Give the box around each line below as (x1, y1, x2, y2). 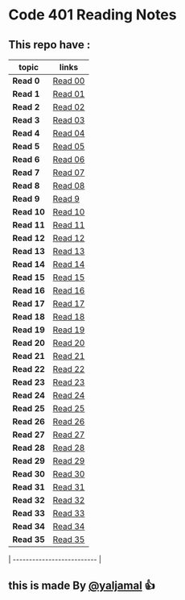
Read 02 (52, 102, 85, 112)
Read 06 (52, 154, 85, 165)
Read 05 (52, 141, 85, 152)
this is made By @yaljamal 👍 (8, 579, 155, 593)
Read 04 (52, 127, 85, 139)
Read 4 (12, 127, 40, 139)
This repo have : (8, 38, 91, 52)
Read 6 (12, 154, 40, 165)
